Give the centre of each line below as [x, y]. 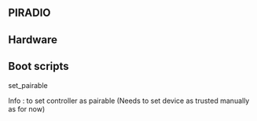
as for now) [27, 108]
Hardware [33, 40]
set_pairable [28, 85]
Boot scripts [39, 66]
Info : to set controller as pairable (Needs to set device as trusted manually [129, 101]
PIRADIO [29, 13]
